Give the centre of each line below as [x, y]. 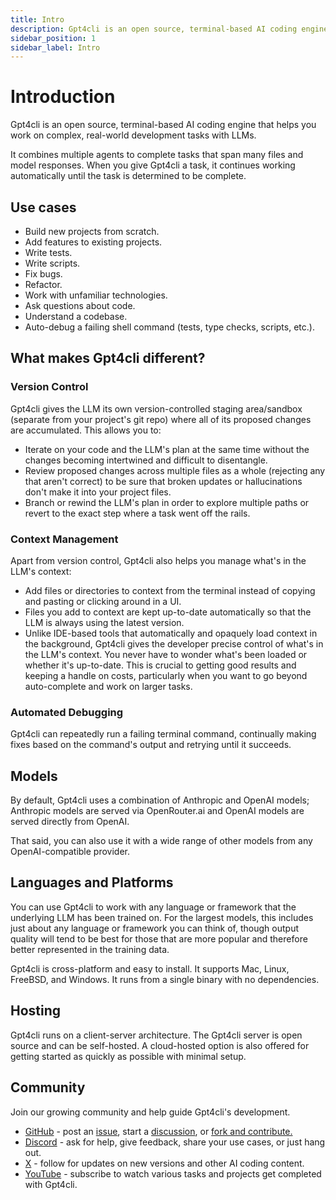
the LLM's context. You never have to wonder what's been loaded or [166, 654]
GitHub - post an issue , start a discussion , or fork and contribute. [158, 1131]
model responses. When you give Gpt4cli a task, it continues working [153, 165]
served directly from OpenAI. [70, 822]
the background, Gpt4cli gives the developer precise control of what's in [174, 643]
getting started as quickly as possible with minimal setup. [128, 1056]
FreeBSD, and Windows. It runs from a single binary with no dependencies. [165, 979]
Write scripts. [52, 263]
